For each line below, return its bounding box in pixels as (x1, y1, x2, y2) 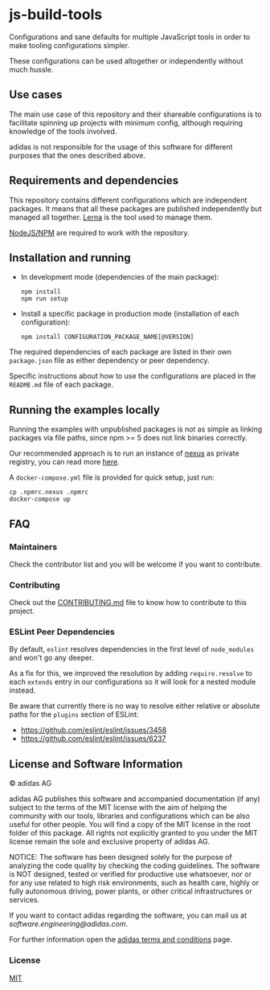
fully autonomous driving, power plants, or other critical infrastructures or (9, 886, 252, 896)
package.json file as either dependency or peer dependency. (9, 356, 210, 366)
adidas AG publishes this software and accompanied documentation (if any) (9, 794, 260, 804)
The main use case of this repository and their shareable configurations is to (9, 109, 262, 119)
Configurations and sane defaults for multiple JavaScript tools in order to (9, 31, 251, 42)
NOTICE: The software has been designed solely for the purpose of (9, 853, 232, 862)
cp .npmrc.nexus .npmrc (9, 489, 89, 497)
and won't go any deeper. (9, 653, 94, 663)
